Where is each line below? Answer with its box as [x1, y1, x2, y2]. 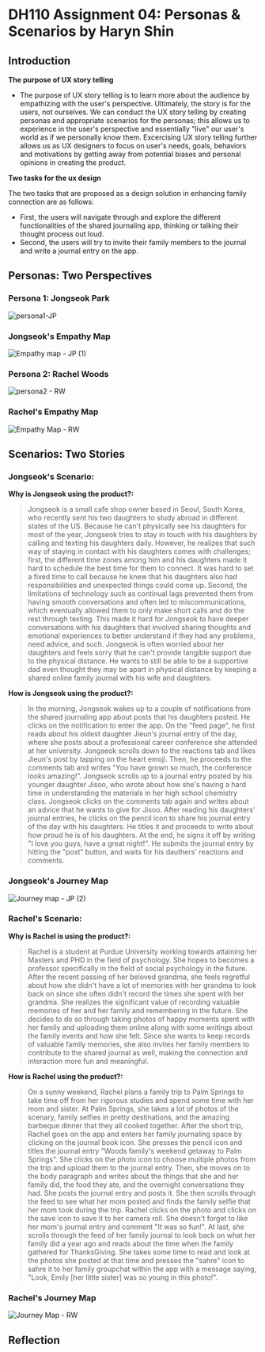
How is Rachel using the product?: [8, 1071, 123, 1081]
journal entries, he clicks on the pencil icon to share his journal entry [27, 813, 251, 823]
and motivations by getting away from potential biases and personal [19, 149, 241, 159]
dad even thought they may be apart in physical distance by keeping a [27, 665, 257, 674]
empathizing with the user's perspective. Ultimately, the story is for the [19, 99, 252, 108]
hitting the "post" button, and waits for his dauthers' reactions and [27, 847, 244, 857]
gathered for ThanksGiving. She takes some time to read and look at [27, 1247, 251, 1257]
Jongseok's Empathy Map [8, 331, 111, 342]
